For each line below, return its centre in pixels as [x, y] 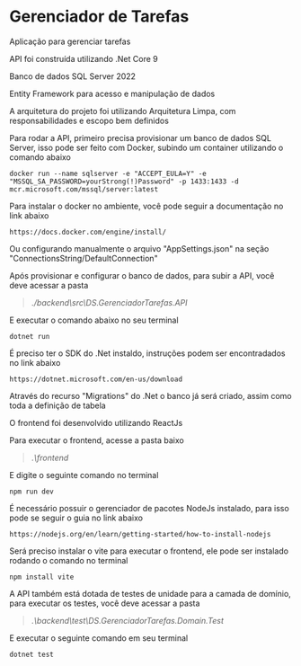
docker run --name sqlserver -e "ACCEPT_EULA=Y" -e [108, 173]
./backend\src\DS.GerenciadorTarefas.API [109, 302]
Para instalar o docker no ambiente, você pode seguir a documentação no [146, 206]
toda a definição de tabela [58, 405]
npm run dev [31, 492]
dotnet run [30, 336]
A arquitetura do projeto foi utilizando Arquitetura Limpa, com [123, 111]
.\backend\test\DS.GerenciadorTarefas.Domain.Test [128, 620]
